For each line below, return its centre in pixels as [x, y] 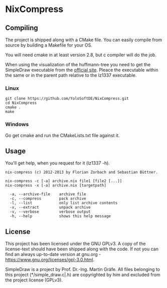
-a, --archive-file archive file [48, 194]
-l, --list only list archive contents [64, 203]
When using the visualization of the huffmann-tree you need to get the [78, 64]
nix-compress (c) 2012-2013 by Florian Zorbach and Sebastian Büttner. [81, 172]
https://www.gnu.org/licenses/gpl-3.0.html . [50, 260]
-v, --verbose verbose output [50, 212]
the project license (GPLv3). [34, 280]
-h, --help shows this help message [60, 216]
